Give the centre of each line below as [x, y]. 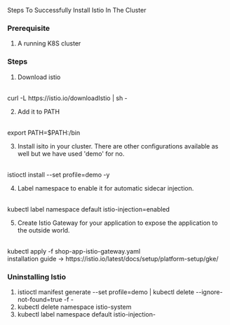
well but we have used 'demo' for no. [71, 153]
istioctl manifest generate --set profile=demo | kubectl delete [106, 292]
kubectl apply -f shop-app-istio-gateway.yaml [74, 251]
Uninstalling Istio [37, 277]
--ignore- [209, 292]
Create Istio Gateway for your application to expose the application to [117, 223]
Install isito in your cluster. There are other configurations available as [118, 146]
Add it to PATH [39, 111]
